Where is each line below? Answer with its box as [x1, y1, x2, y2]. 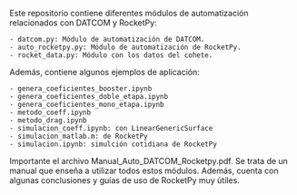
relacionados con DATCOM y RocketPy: [9, 17, 157, 28]
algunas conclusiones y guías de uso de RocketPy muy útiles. [9, 175, 241, 185]
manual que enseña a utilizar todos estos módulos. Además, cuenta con [9, 165, 279, 176]
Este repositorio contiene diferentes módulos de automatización [9, 8, 249, 18]
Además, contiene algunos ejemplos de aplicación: [9, 67, 200, 77]
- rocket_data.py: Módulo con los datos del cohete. [9, 51, 213, 60]
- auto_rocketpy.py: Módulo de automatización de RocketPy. [9, 43, 243, 52]
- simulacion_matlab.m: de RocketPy [9, 132, 148, 141]
